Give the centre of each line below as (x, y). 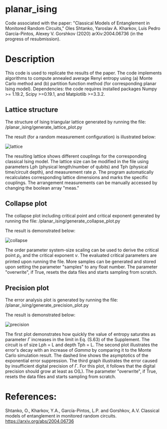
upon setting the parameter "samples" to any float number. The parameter (82, 267)
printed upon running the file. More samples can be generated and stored (81, 262)
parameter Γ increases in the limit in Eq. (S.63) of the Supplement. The (78, 340)
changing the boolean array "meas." (42, 188)
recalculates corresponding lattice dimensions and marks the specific (77, 177)
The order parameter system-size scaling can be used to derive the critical (82, 250)
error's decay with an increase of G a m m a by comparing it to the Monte (78, 350)
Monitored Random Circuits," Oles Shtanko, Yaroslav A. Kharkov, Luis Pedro (83, 28)
